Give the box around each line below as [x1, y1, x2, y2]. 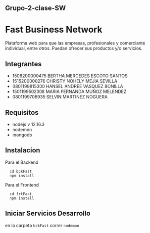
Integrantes [5, 59, 42, 68]
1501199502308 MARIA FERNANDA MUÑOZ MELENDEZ [12, 89, 127, 94]
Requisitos [5, 108, 39, 117]
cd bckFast [9, 169, 32, 174]
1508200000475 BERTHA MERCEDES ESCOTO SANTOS [12, 73, 128, 79]
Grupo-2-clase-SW [5, 4, 66, 12]
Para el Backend [5, 159, 39, 165]
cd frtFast [9, 191, 32, 196]
